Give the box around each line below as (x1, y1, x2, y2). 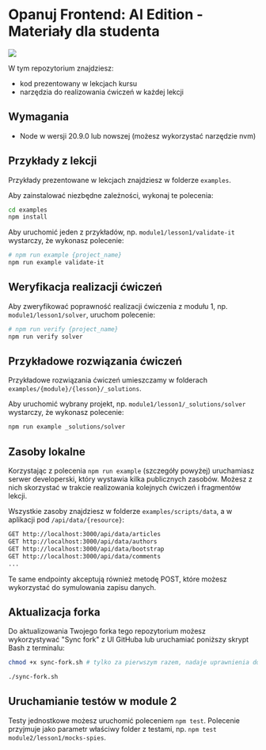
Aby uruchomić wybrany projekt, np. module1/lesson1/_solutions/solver (8, 399, 246, 409)
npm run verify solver (8, 333, 83, 341)
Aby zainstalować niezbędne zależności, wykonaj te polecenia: (8, 190, 214, 200)
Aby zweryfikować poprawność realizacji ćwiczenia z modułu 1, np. (8, 301, 228, 310)
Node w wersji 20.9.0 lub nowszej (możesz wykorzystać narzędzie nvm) (19, 131, 256, 140)
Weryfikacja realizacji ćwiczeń (8, 280, 162, 294)
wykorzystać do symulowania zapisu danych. (8, 582, 157, 592)
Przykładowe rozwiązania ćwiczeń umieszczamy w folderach (8, 375, 208, 385)
